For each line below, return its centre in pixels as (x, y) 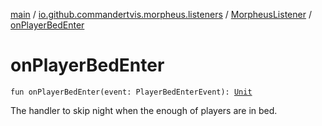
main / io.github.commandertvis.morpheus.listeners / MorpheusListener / (161, 14)
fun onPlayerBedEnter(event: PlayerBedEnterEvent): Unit (131, 92)
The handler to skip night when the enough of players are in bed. (144, 110)
